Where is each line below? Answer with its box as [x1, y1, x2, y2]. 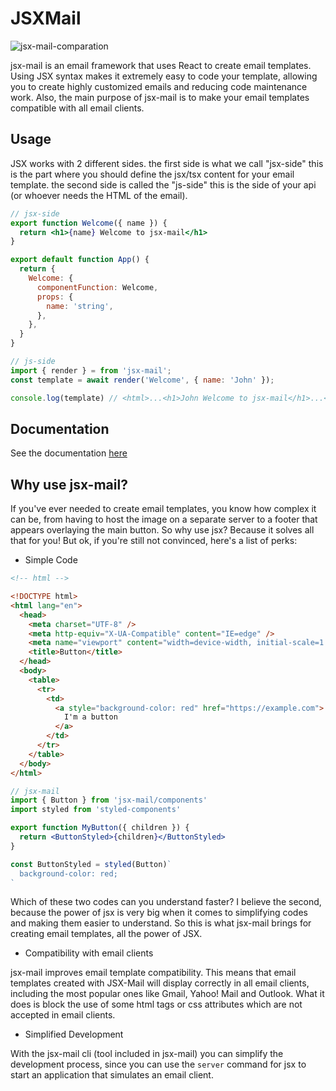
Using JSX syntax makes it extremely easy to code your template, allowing [10, 70, 318, 82]
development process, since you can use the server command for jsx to [10, 1058, 307, 1071]
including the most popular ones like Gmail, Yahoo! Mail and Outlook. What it [10, 988, 325, 1000]
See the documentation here [10, 447, 128, 459]
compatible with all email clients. [10, 102, 145, 114]
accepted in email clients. [10, 1009, 116, 1021]
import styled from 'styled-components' [10, 805, 182, 815]
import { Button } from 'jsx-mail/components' [10, 795, 208, 806]
